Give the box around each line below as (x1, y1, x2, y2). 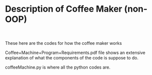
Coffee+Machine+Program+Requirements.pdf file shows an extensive (5, 50, 146, 56)
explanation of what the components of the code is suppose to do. (5, 55, 139, 60)
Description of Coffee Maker (5, 3, 123, 15)
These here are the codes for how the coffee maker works (5, 40, 122, 46)
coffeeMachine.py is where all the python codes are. (5, 64, 111, 70)
